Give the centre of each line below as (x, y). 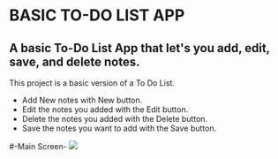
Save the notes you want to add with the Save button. (119, 128)
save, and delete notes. (75, 61)
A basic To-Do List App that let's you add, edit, (140, 48)
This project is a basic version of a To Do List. (92, 83)
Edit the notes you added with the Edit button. (105, 110)
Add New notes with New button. (82, 100)
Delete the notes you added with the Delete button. (115, 119)
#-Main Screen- (38, 146)
